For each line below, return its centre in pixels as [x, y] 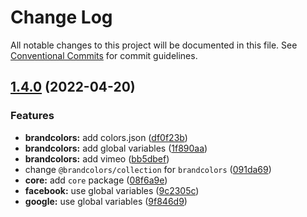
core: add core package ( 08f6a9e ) [96, 180]
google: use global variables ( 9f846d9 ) [106, 201]
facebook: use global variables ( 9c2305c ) [112, 190]
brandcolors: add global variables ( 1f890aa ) [116, 148]
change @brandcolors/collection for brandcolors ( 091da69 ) [148, 169]
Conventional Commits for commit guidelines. [104, 55]
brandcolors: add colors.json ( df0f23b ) [106, 137]
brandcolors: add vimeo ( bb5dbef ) [97, 158]
